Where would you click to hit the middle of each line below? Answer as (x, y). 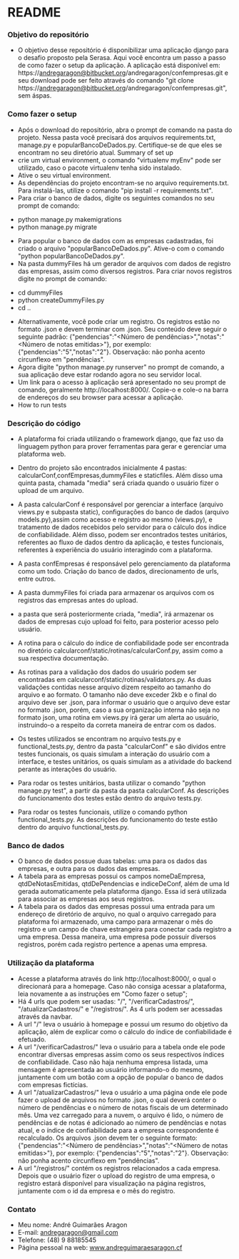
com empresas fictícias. (53, 1084)
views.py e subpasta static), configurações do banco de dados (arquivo (123, 512)
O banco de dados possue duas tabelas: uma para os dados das (112, 861)
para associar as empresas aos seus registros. (86, 899)
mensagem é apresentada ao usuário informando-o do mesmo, (111, 1069)
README (34, 12)
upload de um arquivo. (51, 491)
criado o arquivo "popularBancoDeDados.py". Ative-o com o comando (121, 248)
